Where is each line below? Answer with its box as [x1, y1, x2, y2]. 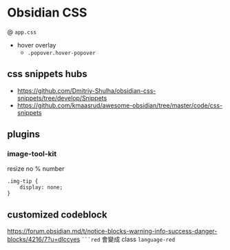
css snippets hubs [7, 68, 87, 80]
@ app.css [7, 28, 36, 36]
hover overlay [17, 41, 56, 49]
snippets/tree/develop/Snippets [17, 94, 107, 102]
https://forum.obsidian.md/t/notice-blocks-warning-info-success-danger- [7, 227, 218, 236]
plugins [7, 129, 40, 140]
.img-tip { [7, 178, 39, 185]
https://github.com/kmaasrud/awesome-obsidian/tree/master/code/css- [17, 101, 223, 110]
